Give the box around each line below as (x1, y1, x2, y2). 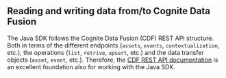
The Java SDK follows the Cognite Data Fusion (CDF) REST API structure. (7, 34, 214, 42)
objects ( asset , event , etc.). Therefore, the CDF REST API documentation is (7, 56, 218, 64)
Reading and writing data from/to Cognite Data (7, 5, 211, 17)
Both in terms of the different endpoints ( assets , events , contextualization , (7, 41, 220, 50)
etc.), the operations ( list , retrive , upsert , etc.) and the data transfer (7, 48, 204, 56)
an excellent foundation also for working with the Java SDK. (7, 62, 176, 71)
